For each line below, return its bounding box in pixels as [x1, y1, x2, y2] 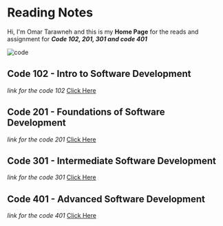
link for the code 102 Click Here [7, 86, 96, 94]
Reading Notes [7, 5, 94, 21]
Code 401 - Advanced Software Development [7, 193, 205, 205]
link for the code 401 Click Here [7, 212, 96, 220]
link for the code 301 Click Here [7, 173, 96, 181]
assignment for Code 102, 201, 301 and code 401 [7, 34, 148, 43]
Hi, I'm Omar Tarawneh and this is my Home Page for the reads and [7, 27, 199, 36]
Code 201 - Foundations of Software [7, 106, 165, 118]
